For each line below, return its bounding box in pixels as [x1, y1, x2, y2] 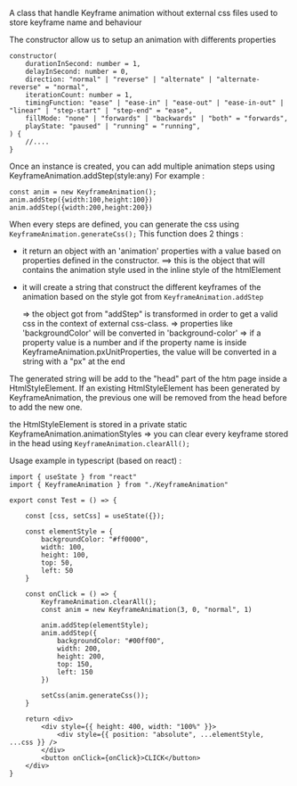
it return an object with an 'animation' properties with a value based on [21, 245, 282, 256]
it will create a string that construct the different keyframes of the [21, 282, 261, 293]
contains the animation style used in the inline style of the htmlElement [21, 265, 282, 275]
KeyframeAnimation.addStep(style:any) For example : [9, 170, 205, 181]
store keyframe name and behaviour [9, 17, 142, 28]
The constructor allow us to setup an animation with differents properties [9, 35, 277, 45]
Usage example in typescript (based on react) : [9, 455, 182, 466]
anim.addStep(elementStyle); [41, 621, 149, 630]
